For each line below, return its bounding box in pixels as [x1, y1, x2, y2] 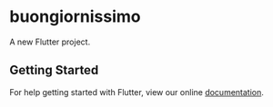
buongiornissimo [9, 6, 141, 27]
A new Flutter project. [9, 36, 91, 47]
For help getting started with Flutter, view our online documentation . [9, 86, 264, 97]
